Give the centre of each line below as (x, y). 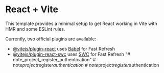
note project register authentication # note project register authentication (86, 65)
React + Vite (32, 9)
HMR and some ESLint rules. (35, 29)
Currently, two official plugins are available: (51, 39)
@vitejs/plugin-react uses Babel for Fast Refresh (64, 48)
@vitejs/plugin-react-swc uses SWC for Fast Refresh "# (71, 54)
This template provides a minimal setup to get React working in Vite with (81, 23)
